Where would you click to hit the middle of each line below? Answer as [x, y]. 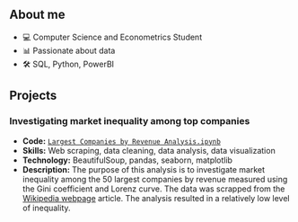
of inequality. [46, 208]
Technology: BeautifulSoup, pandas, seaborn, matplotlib [127, 160]
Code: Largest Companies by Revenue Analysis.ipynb [122, 141]
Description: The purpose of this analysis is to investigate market [144, 169]
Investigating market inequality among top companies [130, 121]
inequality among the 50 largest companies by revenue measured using [155, 179]
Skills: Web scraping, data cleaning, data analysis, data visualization [149, 150]
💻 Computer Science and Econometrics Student [112, 37]
